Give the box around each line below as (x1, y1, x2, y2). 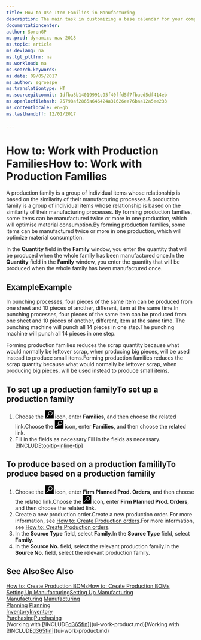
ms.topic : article (6, 41, 52, 47)
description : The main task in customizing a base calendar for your (6, 16, 184, 22)
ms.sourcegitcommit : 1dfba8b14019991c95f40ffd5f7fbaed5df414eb (6, 92, 167, 98)
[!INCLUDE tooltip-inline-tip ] (14, 442, 83, 450)
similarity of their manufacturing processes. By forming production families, (6, 208, 193, 216)
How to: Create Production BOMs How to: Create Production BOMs (6, 582, 170, 590)
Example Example (6, 282, 72, 292)
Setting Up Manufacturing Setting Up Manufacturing (6, 588, 133, 596)
